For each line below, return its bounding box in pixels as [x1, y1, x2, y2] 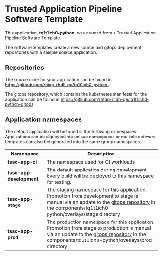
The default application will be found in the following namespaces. [5, 128, 138, 134]
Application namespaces [5, 116, 82, 124]
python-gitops [5, 101, 34, 107]
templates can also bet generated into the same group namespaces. [5, 138, 142, 144]
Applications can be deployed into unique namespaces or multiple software [5, 134, 156, 139]
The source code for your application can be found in [5, 76, 112, 82]
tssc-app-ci [7, 158, 37, 165]
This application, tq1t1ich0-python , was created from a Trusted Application [5, 30, 156, 35]
